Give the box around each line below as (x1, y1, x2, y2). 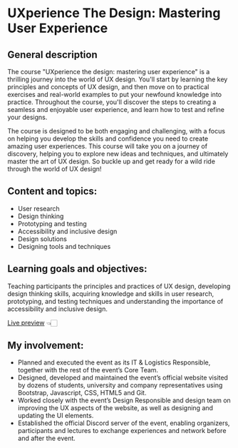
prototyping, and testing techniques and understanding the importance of (7, 297, 224, 305)
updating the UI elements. (17, 412, 94, 420)
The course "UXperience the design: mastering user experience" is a (7, 68, 210, 76)
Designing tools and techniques (17, 242, 111, 250)
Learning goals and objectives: (7, 263, 148, 275)
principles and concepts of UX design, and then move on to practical (7, 83, 209, 91)
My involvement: (7, 340, 84, 352)
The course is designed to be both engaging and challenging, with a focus (7, 127, 226, 135)
